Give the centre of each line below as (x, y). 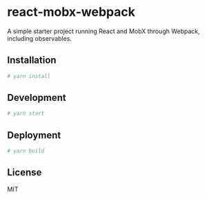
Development (37, 98)
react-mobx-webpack (71, 12)
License (24, 172)
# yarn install (29, 76)
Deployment (34, 135)
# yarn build (26, 151)
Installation (32, 60)
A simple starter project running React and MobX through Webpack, (103, 31)
